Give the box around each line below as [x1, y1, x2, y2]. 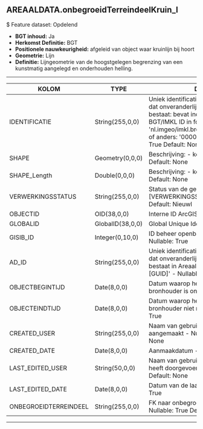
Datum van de [149, 381, 188, 389]
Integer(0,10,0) [94, 233, 139, 241]
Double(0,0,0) [94, 171, 135, 179]
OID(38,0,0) [94, 210, 129, 218]
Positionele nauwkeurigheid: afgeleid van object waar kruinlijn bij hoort [14, 45, 195, 53]
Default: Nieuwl [149, 199, 192, 208]
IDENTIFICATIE [9, 117, 52, 126]
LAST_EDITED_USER [9, 364, 68, 372]
